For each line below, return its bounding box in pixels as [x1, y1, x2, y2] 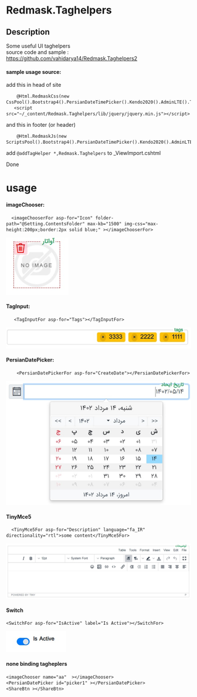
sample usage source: [6, 68, 62, 75]
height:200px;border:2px [6, 226, 67, 232]
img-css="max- [124, 221, 159, 226]
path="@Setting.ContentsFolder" [6, 221, 85, 226]
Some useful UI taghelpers [6, 42, 70, 49]
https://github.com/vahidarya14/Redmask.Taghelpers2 [6, 55, 138, 62]
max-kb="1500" [87, 221, 122, 226]
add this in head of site [6, 82, 62, 89]
